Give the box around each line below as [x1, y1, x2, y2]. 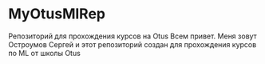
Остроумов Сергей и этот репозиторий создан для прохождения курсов [8, 39, 257, 49]
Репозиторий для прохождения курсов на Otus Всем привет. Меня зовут [8, 31, 257, 41]
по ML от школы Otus [8, 48, 81, 58]
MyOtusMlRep [8, 5, 106, 23]
